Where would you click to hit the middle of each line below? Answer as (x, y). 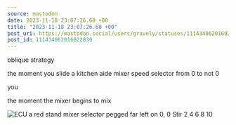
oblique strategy (31, 60)
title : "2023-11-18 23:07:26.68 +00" (63, 27)
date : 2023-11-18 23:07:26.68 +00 (58, 20)
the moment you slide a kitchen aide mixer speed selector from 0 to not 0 (113, 74)
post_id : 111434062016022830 (50, 40)
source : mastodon (33, 14)
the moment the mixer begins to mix (59, 101)
